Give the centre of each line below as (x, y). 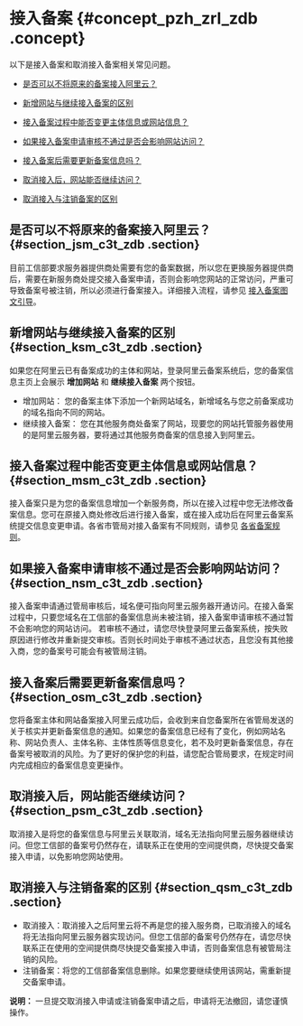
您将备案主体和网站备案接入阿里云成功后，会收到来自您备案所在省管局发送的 (151, 720)
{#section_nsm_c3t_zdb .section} (106, 583)
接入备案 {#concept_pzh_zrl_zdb (134, 19)
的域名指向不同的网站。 (66, 412)
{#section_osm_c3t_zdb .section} (106, 697)
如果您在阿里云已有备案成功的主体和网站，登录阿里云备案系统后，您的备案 (147, 370)
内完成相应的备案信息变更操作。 (69, 765)
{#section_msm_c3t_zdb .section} (108, 480)
